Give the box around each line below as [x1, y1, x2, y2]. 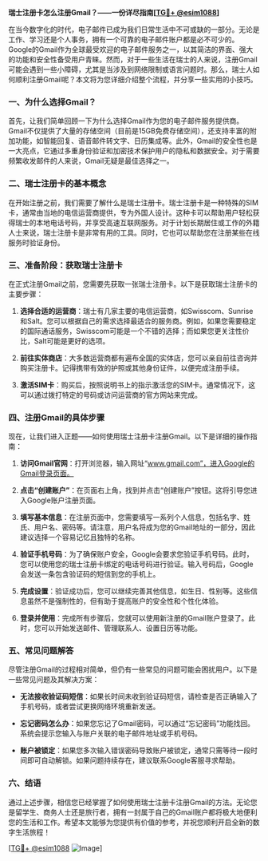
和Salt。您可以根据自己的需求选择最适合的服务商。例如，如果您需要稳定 [19, 315, 257, 326]
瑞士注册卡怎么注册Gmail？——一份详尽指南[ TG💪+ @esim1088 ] [8, 8, 220, 17]
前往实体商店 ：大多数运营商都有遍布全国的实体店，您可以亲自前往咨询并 [19, 353, 258, 363]
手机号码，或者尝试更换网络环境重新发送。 [19, 702, 160, 712]
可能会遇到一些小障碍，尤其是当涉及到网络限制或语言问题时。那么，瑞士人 [8, 65, 253, 74]
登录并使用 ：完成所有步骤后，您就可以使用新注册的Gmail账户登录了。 [19, 613, 249, 623]
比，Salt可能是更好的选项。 [19, 335, 110, 346]
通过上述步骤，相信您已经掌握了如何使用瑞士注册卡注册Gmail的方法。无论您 [8, 797, 258, 807]
